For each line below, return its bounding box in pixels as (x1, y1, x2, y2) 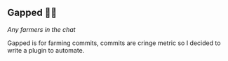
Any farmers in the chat (7, 25, 76, 33)
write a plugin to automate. (7, 46, 85, 54)
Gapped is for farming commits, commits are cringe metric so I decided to (7, 39, 221, 47)
